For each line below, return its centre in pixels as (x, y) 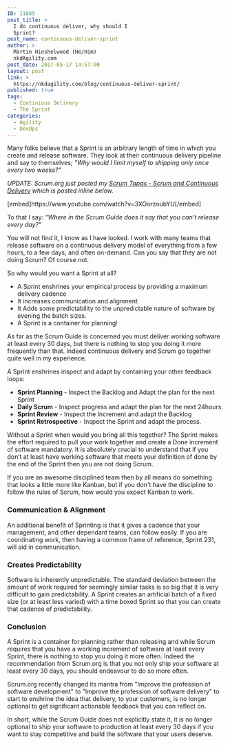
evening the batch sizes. (52, 316)
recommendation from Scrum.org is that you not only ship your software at (113, 664)
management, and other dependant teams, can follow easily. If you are (107, 532)
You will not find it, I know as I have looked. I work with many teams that (109, 238)
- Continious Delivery (46, 103)
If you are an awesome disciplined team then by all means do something (109, 477)
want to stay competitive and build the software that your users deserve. (110, 734)
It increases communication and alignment (77, 301)
